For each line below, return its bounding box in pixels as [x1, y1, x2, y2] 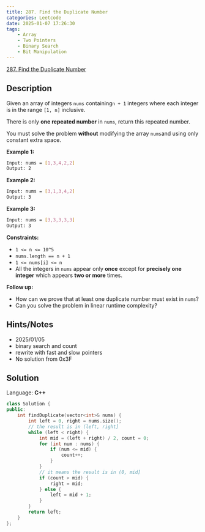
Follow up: [6, 283, 34, 290]
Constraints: [6, 234, 39, 241]
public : [6, 407, 26, 413]
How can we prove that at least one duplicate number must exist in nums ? [15, 295, 199, 303]
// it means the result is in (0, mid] [39, 469, 141, 475]
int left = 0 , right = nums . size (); [28, 418, 122, 424]
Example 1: [6, 148, 35, 155]
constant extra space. [6, 136, 61, 144]
